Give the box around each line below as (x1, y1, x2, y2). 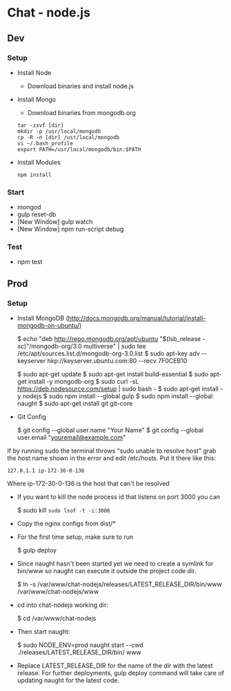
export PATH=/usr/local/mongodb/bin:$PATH (17, 146, 141, 153)
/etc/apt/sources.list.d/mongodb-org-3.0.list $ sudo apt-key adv (17, 349, 200, 358)
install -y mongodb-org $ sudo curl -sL (28, 378, 139, 386)
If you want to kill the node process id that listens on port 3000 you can (17, 493, 221, 501)
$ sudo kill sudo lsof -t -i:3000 (17, 506, 110, 515)
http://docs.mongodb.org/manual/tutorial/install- (68, 314, 206, 322)
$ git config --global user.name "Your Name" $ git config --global (17, 426, 204, 435)
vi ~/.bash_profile (17, 140, 74, 147)
